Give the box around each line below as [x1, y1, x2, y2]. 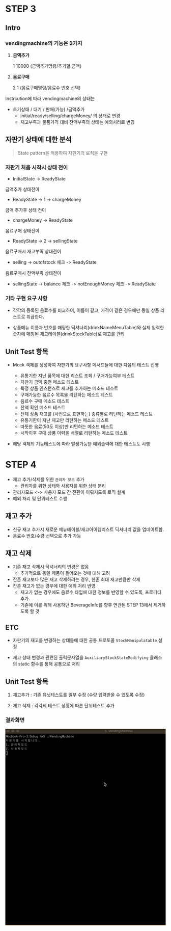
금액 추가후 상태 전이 [5, 207, 46, 213]
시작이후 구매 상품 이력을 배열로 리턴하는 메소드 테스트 [20, 430, 128, 436]
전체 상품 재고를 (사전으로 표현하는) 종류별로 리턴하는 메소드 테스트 [20, 411, 153, 417]
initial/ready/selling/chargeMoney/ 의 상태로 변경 [20, 113, 121, 119]
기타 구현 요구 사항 [5, 295, 48, 302]
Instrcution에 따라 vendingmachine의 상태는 [5, 95, 95, 101]
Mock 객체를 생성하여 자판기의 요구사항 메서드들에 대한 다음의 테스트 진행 [12, 362, 159, 368]
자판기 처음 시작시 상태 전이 [5, 164, 68, 171]
